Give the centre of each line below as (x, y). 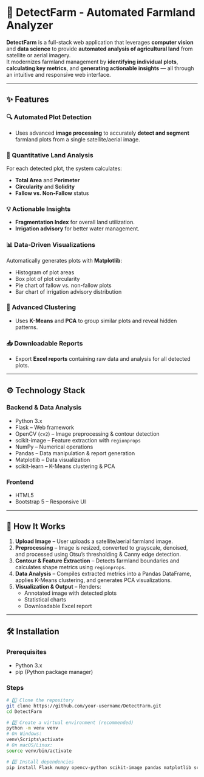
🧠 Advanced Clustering (41, 307)
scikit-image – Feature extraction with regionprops (78, 440)
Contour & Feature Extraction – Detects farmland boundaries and (97, 561)
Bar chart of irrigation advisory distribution (68, 291)
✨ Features (28, 100)
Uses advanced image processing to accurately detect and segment (102, 133)
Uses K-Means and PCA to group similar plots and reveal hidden (96, 321)
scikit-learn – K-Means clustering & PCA (65, 466)
